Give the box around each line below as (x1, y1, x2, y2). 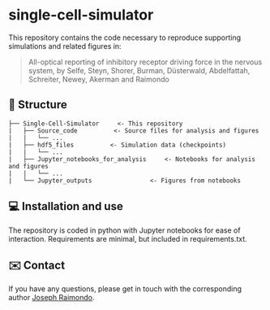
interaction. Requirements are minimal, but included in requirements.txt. (8, 234, 247, 243)
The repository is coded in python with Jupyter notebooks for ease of (8, 225, 241, 235)
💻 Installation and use (8, 199, 123, 213)
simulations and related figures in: (8, 41, 122, 50)
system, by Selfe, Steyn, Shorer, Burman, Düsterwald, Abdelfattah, (28, 65, 251, 75)
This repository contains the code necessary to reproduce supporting (8, 33, 242, 42)
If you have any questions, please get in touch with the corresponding (8, 284, 242, 294)
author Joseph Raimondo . (8, 293, 95, 303)
